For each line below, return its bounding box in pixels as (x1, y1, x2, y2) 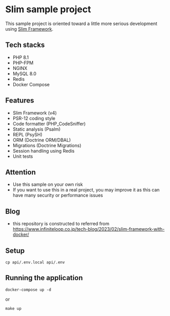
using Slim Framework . (5, 26, 54, 32)
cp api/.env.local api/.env (5, 260, 65, 265)
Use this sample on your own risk (12, 181, 83, 187)
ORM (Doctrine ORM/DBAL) (12, 137, 71, 143)
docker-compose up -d (5, 287, 52, 292)
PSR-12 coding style (12, 115, 56, 121)
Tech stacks (5, 41, 45, 50)
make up (5, 306, 22, 311)
